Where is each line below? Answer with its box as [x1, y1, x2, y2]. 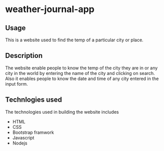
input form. [5, 81, 28, 87]
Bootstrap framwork [12, 129, 54, 135]
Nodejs [12, 140, 28, 146]
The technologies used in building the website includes [5, 109, 119, 115]
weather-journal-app [5, 4, 95, 15]
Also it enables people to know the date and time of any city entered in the [5, 75, 159, 82]
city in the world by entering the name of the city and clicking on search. [5, 70, 155, 76]
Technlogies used [5, 96, 62, 104]
